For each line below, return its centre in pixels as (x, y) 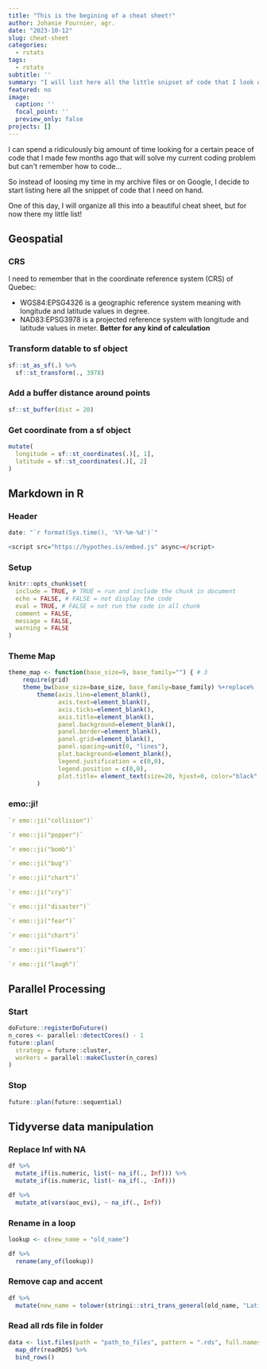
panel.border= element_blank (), (110, 732)
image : (19, 97)
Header (23, 516)
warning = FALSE (42, 628)
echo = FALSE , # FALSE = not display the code (94, 599)
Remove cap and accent (56, 1281)
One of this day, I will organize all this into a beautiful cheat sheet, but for (128, 205)
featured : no (30, 90)
